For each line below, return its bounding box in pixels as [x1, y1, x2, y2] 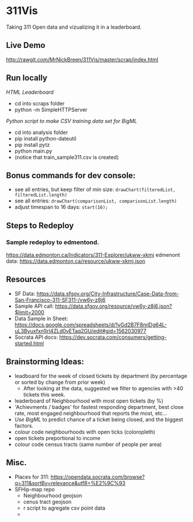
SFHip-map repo [14, 486, 55, 493]
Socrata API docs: [14, 334, 58, 341]
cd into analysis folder [14, 129, 68, 136]
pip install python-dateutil [14, 135, 77, 142]
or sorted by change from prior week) [14, 379, 106, 386]
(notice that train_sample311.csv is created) [14, 153, 119, 160]
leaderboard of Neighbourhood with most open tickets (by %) [14, 397, 164, 404]
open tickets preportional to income [14, 434, 101, 441]
